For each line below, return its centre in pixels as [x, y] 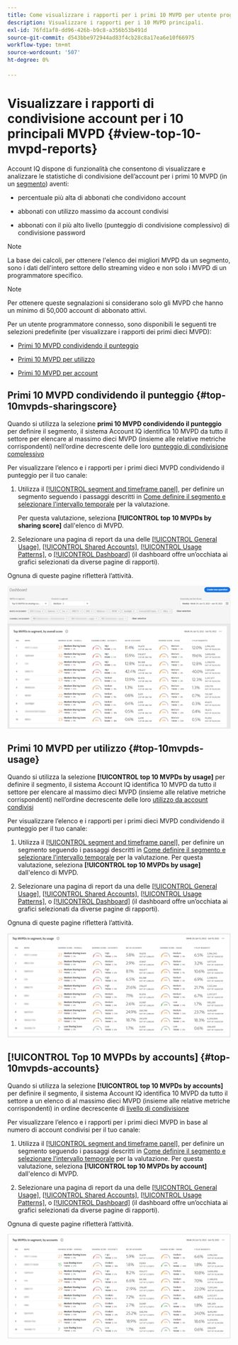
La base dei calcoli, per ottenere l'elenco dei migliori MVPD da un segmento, [119, 260]
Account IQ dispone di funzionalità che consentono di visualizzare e [107, 168]
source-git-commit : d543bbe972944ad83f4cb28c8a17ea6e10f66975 [101, 38]
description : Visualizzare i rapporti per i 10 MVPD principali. [106, 22]
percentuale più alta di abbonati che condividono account [102, 197]
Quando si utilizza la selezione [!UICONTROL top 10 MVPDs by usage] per [116, 777]
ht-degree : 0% [28, 60]
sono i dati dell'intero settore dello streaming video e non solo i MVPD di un [117, 267]
